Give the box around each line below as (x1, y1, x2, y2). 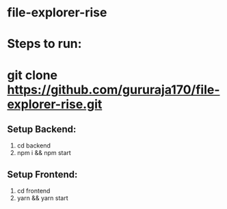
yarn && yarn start (16, 194, 68, 202)
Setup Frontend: (7, 169, 78, 180)
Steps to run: (7, 36, 82, 52)
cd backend (16, 141, 51, 150)
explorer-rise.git (7, 96, 103, 112)
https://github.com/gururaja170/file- (7, 82, 220, 97)
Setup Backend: (7, 123, 77, 135)
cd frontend (16, 186, 51, 195)
